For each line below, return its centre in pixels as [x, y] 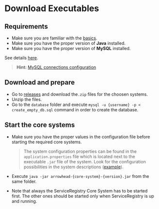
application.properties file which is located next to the [79, 157]
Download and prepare [40, 82]
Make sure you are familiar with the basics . [54, 38]
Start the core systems [40, 125]
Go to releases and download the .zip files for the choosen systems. [80, 94]
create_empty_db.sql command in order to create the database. [75, 109]
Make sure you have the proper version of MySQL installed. [71, 48]
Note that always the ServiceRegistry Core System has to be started [79, 191]
